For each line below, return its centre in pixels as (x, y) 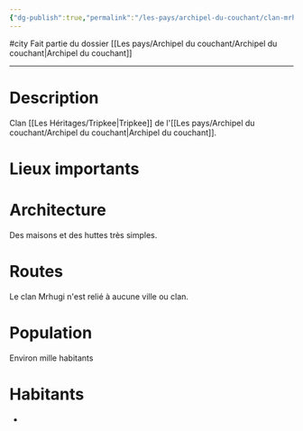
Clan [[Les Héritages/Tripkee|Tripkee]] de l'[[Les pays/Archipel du (132, 123)
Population (51, 332)
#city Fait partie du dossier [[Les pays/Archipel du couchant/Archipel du (143, 43)
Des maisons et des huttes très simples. (83, 234)
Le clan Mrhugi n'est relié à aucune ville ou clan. (99, 296)
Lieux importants (74, 169)
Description (54, 98)
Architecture (58, 210)
